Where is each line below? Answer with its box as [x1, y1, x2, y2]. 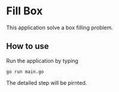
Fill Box [6, 4, 43, 18]
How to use [6, 41, 49, 51]
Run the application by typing [6, 57, 79, 64]
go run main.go [6, 69, 44, 75]
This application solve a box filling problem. [6, 24, 114, 31]
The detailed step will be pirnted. [6, 79, 87, 86]
